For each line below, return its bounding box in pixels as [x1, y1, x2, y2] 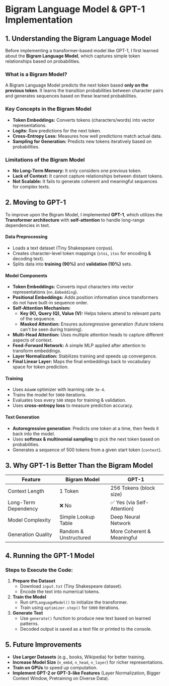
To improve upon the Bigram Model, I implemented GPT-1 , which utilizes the [5, 211, 162, 217]
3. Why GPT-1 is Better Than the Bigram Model [5, 461, 153, 470]
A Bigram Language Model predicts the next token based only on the [5, 82, 148, 89]
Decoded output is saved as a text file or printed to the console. [20, 626, 152, 632]
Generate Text [12, 610, 43, 616]
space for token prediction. [12, 364, 69, 370]
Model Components [5, 273, 48, 279]
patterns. [20, 621, 39, 627]
